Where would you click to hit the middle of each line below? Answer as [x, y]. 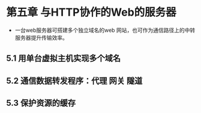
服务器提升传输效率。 [41, 37]
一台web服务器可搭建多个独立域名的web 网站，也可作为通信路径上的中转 [105, 30]
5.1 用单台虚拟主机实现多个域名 [64, 59]
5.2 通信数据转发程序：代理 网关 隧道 [74, 81]
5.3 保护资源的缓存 [41, 103]
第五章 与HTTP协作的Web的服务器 [91, 12]
